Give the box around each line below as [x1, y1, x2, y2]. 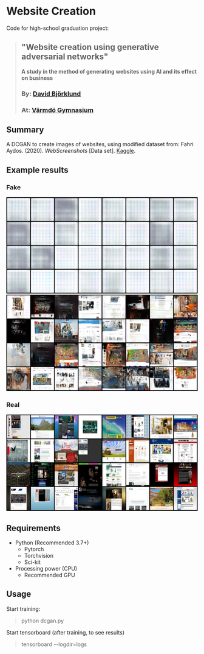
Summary [6, 124, 44, 135]
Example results [6, 164, 69, 175]
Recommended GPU [24, 571, 75, 579]
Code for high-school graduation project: [6, 24, 109, 32]
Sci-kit [24, 558, 41, 566]
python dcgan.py [21, 617, 64, 624]
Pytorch [24, 546, 44, 553]
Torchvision [24, 552, 53, 560]
